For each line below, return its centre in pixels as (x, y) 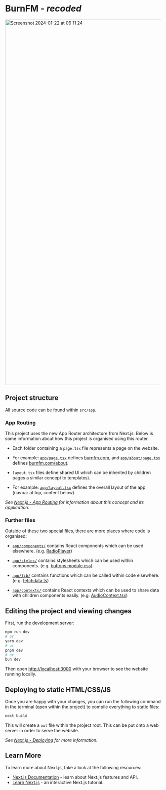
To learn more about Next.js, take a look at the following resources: (73, 767)
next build (16, 716)
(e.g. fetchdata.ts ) (31, 581)
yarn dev (14, 641)
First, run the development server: (40, 623)
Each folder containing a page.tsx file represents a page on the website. (85, 448)
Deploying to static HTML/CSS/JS (58, 690)
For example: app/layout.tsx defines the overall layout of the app (79, 487)
